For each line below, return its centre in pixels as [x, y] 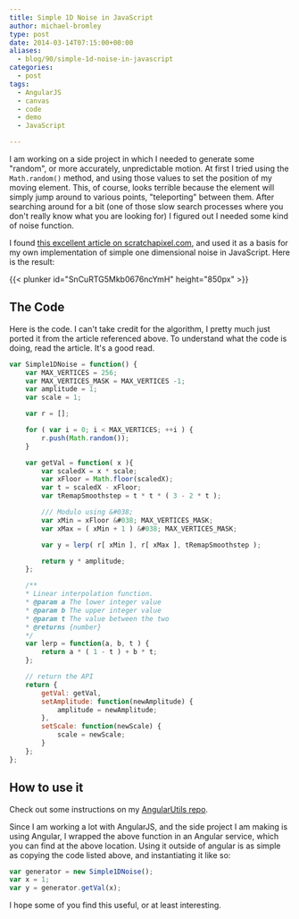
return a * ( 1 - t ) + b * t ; [100, 652]
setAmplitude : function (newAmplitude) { [117, 702]
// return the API [59, 676]
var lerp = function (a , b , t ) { [87, 644]
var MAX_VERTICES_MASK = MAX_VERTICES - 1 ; [105, 381]
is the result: [32, 262]
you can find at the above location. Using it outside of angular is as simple [145, 846]
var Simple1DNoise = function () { [74, 364]
